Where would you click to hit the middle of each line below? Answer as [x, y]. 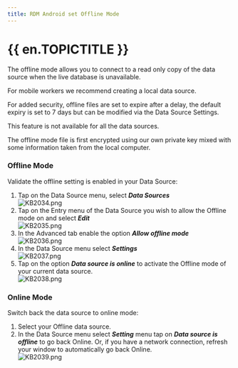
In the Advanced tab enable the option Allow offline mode [103, 233]
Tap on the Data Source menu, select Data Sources [93, 195]
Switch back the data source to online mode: [73, 313]
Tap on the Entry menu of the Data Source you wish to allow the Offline [122, 210]
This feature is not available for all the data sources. [83, 126]
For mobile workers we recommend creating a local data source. [102, 91]
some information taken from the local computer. [79, 147]
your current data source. [55, 271]
